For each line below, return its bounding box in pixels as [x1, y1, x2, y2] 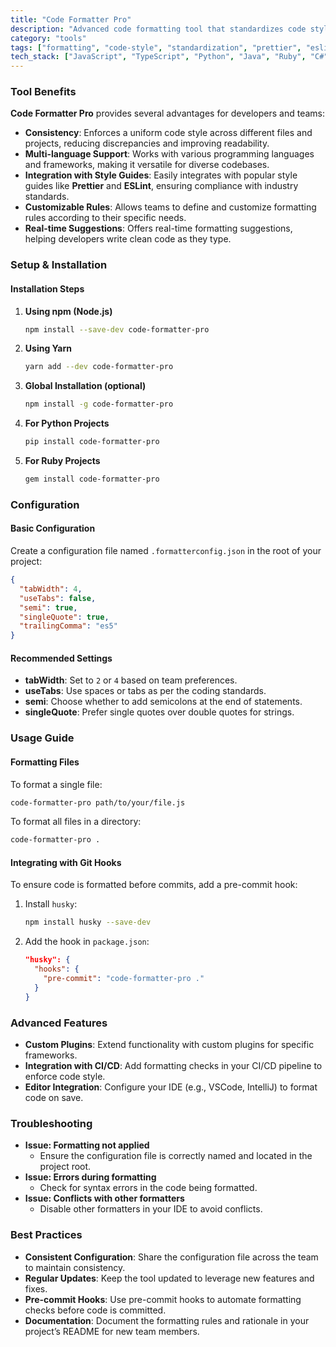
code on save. [24, 1092, 84, 1103]
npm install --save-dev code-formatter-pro [24, 324, 210, 335]
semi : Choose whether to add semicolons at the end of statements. [24, 696, 303, 708]
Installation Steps [10, 282, 85, 295]
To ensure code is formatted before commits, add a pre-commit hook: [10, 879, 298, 891]
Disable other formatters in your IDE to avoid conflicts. [39, 1203, 263, 1215]
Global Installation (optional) [24, 380, 147, 392]
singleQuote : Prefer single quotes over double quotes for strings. [24, 706, 295, 718]
